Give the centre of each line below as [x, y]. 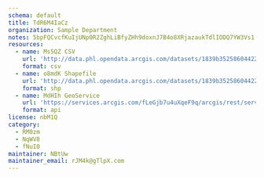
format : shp [42, 88]
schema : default [35, 15]
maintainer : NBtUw [38, 154]
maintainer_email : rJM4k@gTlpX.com [66, 161]
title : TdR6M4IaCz [38, 23]
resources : [26, 45]
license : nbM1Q [33, 117]
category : [24, 125]
